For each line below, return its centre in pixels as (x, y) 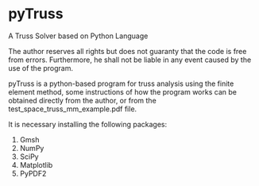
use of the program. (41, 68)
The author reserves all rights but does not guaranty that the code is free (128, 51)
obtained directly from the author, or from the (82, 100)
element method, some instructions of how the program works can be (122, 91)
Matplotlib (36, 165)
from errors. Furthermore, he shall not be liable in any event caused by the (130, 60)
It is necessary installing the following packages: (88, 124)
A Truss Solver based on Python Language (78, 36)
